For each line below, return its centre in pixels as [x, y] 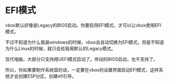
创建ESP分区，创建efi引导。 [47, 76]
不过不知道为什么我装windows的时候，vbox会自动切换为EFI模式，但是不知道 [85, 42]
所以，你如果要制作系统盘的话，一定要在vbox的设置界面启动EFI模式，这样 [82, 70]
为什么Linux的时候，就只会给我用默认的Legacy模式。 [61, 48]
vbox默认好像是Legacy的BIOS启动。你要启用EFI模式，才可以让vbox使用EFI [83, 25]
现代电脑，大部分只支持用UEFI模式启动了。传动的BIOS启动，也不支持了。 [81, 59]
